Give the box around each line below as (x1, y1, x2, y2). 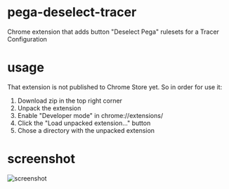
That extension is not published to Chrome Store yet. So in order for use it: (7, 82, 223, 91)
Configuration (7, 34, 48, 43)
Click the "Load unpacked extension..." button (17, 119, 151, 127)
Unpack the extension (17, 103, 81, 112)
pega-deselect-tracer (7, 4, 137, 20)
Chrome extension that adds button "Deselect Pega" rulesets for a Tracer (7, 27, 220, 36)
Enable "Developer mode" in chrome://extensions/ (17, 111, 164, 119)
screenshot (7, 151, 76, 167)
